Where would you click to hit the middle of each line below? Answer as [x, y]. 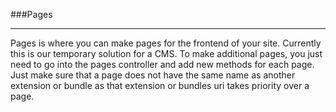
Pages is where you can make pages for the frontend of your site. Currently [166, 43]
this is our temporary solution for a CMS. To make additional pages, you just [166, 53]
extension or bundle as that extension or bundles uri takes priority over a [160, 85]
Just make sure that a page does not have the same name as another [153, 75]
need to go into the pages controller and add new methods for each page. [162, 64]
